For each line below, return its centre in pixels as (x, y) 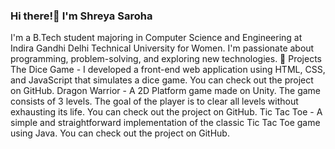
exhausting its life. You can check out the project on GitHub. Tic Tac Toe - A (166, 112)
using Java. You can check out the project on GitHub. (120, 133)
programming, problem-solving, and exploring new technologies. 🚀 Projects (166, 59)
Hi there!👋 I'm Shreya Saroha (81, 16)
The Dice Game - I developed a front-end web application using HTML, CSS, (168, 70)
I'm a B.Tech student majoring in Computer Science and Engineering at (156, 38)
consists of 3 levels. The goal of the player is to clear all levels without (154, 101)
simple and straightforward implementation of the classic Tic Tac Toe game (165, 123)
